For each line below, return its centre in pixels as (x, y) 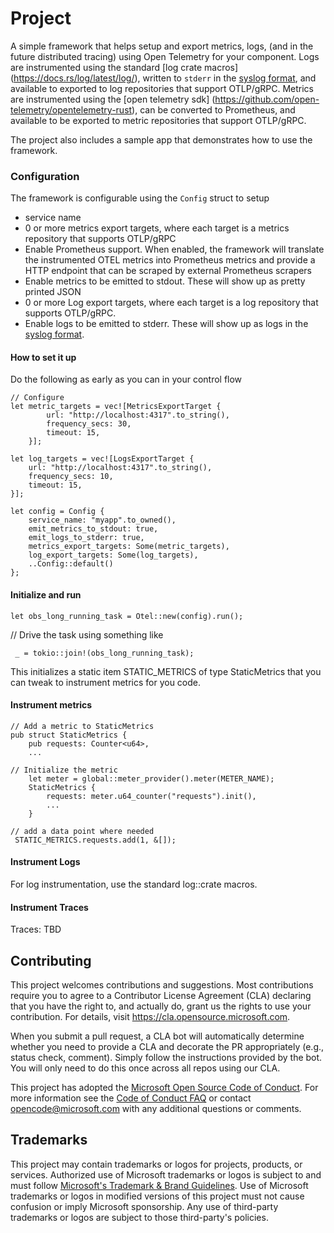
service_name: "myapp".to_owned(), (102, 520)
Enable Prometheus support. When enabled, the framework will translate (174, 249)
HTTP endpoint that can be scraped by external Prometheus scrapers (168, 271)
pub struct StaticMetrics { (69, 735)
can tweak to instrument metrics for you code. (106, 682)
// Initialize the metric (64, 770)
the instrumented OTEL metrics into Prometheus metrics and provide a (170, 260)
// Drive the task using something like (87, 634)
